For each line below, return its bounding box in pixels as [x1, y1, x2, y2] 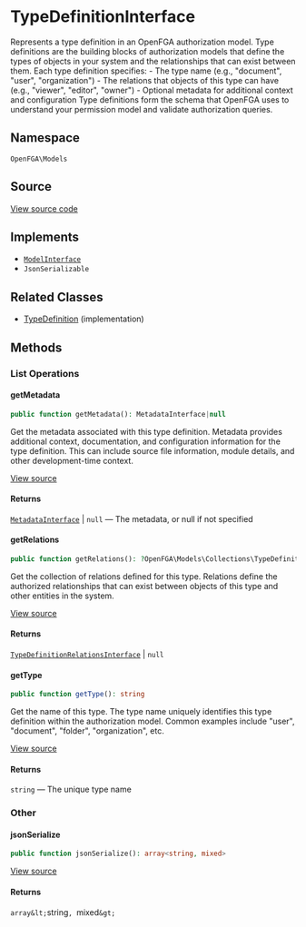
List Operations [10, 367, 80, 380]
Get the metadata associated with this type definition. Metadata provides [10, 426, 282, 437]
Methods [10, 340, 63, 355]
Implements [10, 229, 80, 244]
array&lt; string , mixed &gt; [10, 906, 116, 918]
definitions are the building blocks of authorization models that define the [10, 45, 285, 56]
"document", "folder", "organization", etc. [10, 725, 164, 736]
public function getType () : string [10, 690, 145, 699]
